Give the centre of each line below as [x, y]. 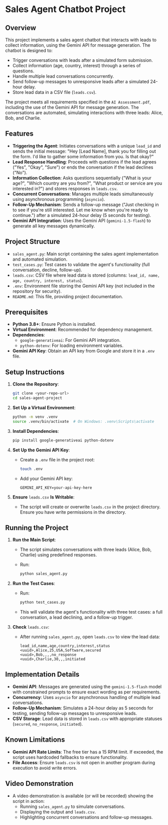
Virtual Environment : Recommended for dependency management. [82, 329]
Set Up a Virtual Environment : [44, 407]
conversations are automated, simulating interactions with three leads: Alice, [84, 112]
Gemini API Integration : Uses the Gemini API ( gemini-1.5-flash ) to [82, 220]
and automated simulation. [40, 259]
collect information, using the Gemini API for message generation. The [78, 45]
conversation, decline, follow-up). [47, 270]
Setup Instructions [35, 372]
